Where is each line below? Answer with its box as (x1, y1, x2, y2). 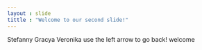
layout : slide (7, 10, 51, 17)
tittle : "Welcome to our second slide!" (7, 16, 129, 23)
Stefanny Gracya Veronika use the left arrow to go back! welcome (7, 35, 196, 43)
